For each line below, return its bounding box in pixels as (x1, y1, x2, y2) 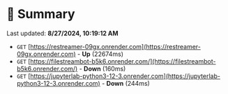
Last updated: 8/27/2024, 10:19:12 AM (6, 29, 119, 37)
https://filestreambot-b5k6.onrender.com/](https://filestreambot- (30, 57, 216, 65)
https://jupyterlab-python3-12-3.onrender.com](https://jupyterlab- (30, 72, 221, 80)
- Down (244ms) (101, 79, 151, 87)
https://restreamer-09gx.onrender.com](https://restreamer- (30, 42, 202, 50)
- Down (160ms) (79, 64, 126, 73)
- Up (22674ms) (77, 50, 123, 58)
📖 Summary (6, 6, 75, 22)
